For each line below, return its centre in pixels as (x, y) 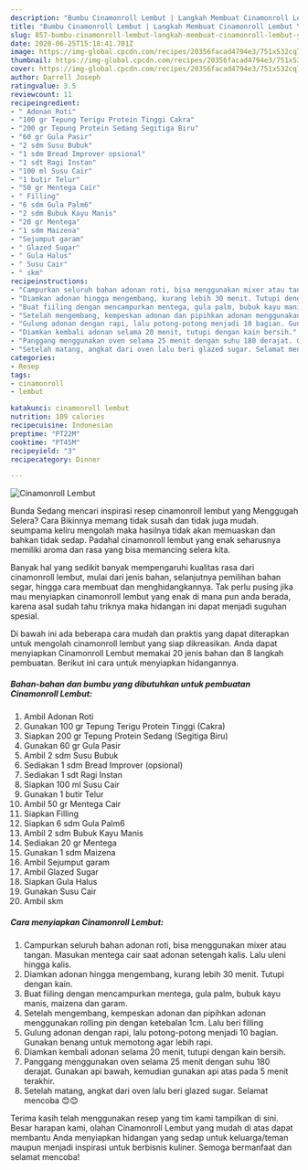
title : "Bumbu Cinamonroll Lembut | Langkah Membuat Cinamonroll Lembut (152, 27)
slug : (21, 35)
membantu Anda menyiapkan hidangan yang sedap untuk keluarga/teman (149, 1138)
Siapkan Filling (51, 814)
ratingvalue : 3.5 (43, 86)
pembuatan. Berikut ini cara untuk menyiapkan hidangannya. (124, 663)
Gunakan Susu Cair (60, 891)
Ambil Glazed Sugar (61, 872)
